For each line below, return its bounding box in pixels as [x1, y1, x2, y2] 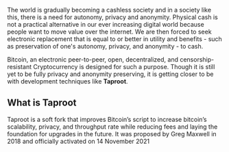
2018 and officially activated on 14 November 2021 [7, 137, 149, 145]
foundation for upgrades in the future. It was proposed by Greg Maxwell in [7, 129, 217, 138]
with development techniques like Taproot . [7, 77, 128, 85]
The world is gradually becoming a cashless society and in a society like [7, 6, 211, 14]
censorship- [179, 55, 215, 64]
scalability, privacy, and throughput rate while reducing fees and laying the [7, 123, 218, 131]
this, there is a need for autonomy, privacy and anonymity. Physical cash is [7, 13, 218, 21]
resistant [7, 63, 32, 71]
